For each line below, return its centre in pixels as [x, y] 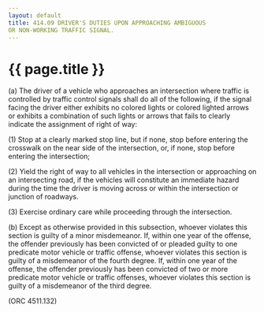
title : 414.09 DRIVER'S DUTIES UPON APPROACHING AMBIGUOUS [107, 23]
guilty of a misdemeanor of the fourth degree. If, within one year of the [123, 261]
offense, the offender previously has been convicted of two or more [118, 269]
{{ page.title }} [57, 69]
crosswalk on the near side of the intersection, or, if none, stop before [121, 148]
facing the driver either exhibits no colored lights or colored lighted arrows [129, 108]
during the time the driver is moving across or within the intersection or [123, 188]
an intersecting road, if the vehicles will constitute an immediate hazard [124, 180]
